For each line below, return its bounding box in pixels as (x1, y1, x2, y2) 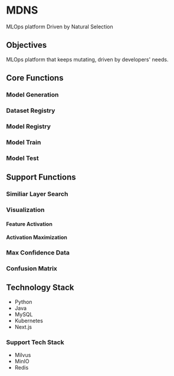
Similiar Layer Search (6, 190, 68, 198)
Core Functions (6, 73, 64, 83)
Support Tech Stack (6, 338, 64, 346)
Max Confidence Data (6, 249, 70, 257)
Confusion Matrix (6, 264, 58, 273)
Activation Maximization (6, 234, 68, 241)
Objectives (6, 40, 47, 50)
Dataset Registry (6, 106, 55, 115)
